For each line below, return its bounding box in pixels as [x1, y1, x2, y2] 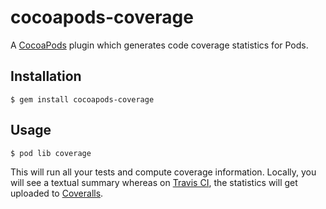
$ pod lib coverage [10, 148, 92, 158]
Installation [10, 68, 82, 85]
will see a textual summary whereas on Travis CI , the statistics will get [10, 176, 298, 188]
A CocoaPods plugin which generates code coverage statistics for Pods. [10, 39, 309, 51]
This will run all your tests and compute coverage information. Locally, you [10, 166, 317, 178]
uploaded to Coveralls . [10, 187, 104, 199]
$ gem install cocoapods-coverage [10, 94, 155, 105]
